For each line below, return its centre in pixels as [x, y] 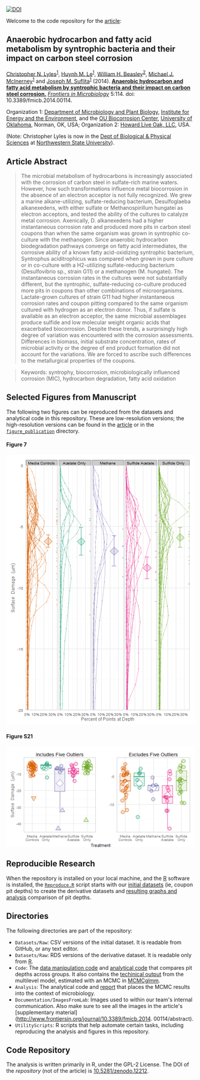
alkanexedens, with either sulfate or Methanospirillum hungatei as [102, 207]
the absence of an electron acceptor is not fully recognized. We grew [106, 195]
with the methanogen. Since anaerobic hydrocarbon [104, 239]
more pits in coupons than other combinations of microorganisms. [102, 290]
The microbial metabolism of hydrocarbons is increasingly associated [107, 176]
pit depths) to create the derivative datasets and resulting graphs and [92, 891]
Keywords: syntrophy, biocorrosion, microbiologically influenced [100, 372]
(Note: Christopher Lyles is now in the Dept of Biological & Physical [89, 136]
